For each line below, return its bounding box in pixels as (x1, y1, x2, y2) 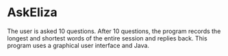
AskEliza (7, 5, 58, 20)
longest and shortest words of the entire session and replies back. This (7, 34, 207, 42)
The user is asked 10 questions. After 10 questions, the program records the (7, 27, 221, 35)
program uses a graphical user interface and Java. (7, 41, 149, 49)
